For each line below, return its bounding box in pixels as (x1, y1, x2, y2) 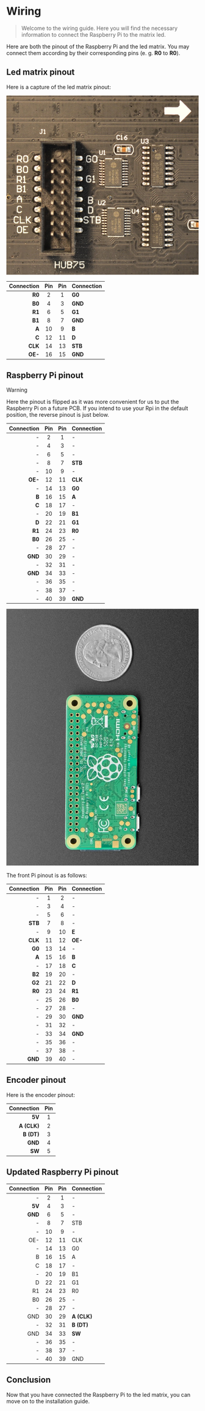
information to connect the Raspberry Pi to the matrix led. (21, 31, 166, 38)
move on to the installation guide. (6, 1398, 90, 1405)
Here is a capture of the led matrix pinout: (6, 83, 111, 90)
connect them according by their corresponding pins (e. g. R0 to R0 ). (6, 49, 181, 56)
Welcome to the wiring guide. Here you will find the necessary (21, 24, 178, 32)
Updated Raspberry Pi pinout (6, 1167, 119, 1178)
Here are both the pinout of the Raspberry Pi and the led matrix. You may (6, 43, 190, 50)
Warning (6, 386, 27, 394)
